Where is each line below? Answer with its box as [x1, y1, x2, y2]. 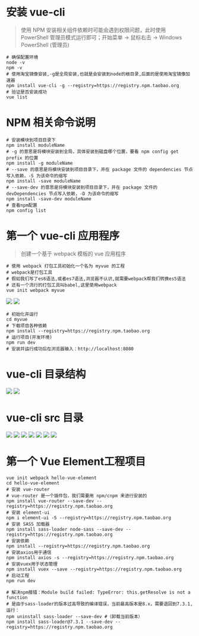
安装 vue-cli [6, 5, 65, 19]
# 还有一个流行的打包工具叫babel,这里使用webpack [6, 282, 117, 288]
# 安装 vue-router [6, 486, 50, 492]
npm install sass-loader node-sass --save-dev [6, 526, 124, 532]
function [6, 594, 28, 600]
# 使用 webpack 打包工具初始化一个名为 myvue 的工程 [6, 263, 125, 269]
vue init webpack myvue [6, 287, 65, 293]
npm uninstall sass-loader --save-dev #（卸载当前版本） [6, 613, 143, 619]
